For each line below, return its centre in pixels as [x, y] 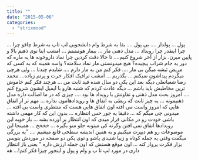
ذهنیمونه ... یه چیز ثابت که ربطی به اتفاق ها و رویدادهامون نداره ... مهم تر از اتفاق [95, 101]
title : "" [19, 11]
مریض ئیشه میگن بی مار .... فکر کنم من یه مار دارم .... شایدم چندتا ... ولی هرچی [95, 69]
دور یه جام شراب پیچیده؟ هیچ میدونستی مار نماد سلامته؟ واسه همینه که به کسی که [97, 63]
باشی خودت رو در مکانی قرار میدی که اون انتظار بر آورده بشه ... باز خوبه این [90, 119]
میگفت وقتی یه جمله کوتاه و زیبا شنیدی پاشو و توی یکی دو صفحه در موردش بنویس [97, 138]
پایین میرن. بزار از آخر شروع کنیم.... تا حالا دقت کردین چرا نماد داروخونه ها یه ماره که [99, 57]
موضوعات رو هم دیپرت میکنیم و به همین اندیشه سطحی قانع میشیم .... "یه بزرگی [95, 132]
